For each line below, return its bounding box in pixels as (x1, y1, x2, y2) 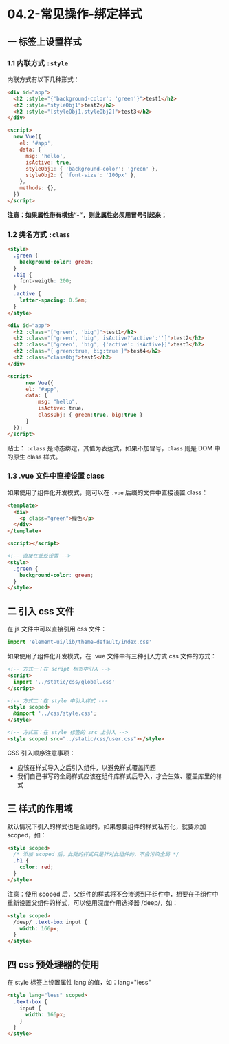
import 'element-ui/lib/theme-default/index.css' (7, 638, 153, 646)
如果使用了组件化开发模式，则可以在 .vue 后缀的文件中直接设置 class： (7, 488, 208, 497)
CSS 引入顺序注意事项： (7, 749, 76, 757)
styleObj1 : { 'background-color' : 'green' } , (25, 165, 158, 172)
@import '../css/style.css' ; (13, 710, 97, 717)
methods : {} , (19, 185, 57, 191)
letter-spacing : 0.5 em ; (19, 297, 88, 304)
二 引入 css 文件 (7, 605, 74, 617)
